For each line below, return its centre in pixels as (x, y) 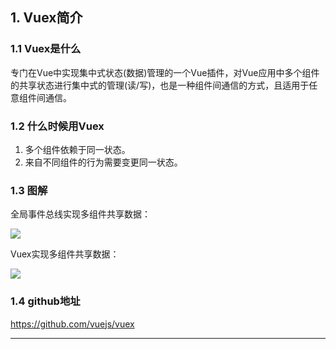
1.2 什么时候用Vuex (57, 126)
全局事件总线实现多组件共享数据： (80, 214)
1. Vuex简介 (46, 18)
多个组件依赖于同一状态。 (77, 149)
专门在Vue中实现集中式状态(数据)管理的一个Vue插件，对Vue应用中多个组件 (165, 72)
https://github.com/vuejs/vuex (72, 324)
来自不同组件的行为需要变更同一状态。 (103, 162)
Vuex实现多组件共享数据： (65, 254)
